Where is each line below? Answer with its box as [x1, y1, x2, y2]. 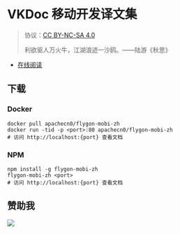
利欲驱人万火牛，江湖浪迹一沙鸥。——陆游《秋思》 [24, 45, 172, 54]
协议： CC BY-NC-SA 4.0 [24, 31, 96, 39]
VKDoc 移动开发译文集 [7, 6, 137, 22]
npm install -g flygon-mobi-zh [7, 166, 98, 173]
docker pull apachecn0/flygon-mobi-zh [7, 120, 120, 127]
